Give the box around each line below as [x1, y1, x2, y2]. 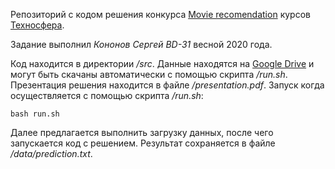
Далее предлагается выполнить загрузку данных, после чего [10, 127, 274, 138]
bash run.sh [10, 109, 60, 119]
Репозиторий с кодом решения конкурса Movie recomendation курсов [10, 9, 311, 20]
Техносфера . [10, 19, 65, 31]
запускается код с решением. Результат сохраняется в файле [10, 137, 276, 149]
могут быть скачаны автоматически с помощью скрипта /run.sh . [10, 69, 288, 80]
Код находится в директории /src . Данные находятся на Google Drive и [10, 58, 315, 69]
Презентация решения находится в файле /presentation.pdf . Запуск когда [10, 79, 325, 91]
